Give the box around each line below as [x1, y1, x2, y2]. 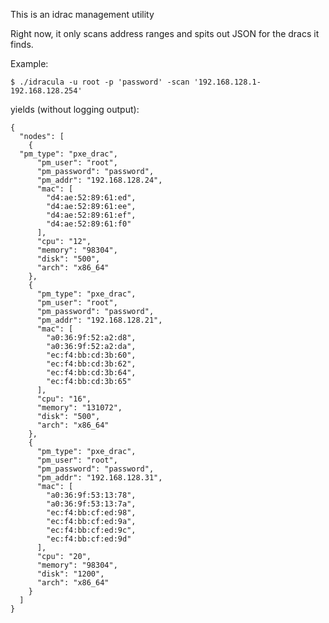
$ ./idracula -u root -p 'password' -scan [10, 77, 190, 87]
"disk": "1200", [36, 569, 105, 579]
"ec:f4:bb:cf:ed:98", [46, 508, 137, 518]
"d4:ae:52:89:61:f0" [46, 219, 132, 229]
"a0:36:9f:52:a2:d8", [46, 333, 137, 343]
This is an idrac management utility [10, 9, 155, 20]
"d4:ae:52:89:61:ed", [46, 193, 137, 203]
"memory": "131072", [36, 403, 123, 413]
